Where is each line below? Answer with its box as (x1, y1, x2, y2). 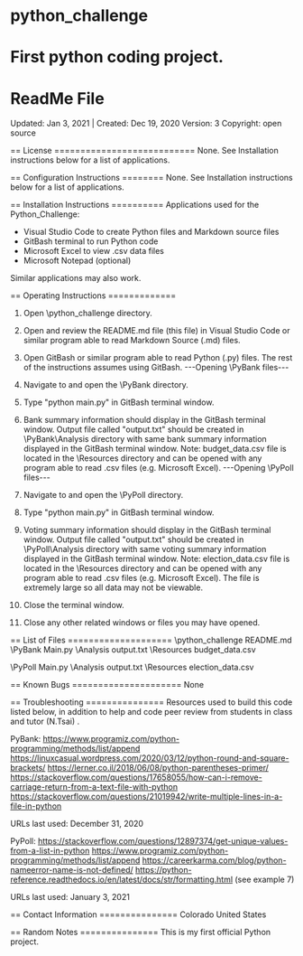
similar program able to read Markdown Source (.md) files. (23, 335, 242, 346)
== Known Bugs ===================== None (10, 680, 205, 690)
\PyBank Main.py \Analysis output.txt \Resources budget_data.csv (10, 644, 256, 655)
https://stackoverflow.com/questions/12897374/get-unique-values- (37, 836, 289, 847)
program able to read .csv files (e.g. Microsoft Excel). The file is (23, 573, 260, 584)
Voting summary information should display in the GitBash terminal (23, 525, 271, 536)
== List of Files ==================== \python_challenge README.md (10, 634, 292, 646)
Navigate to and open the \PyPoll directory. (23, 490, 184, 501)
